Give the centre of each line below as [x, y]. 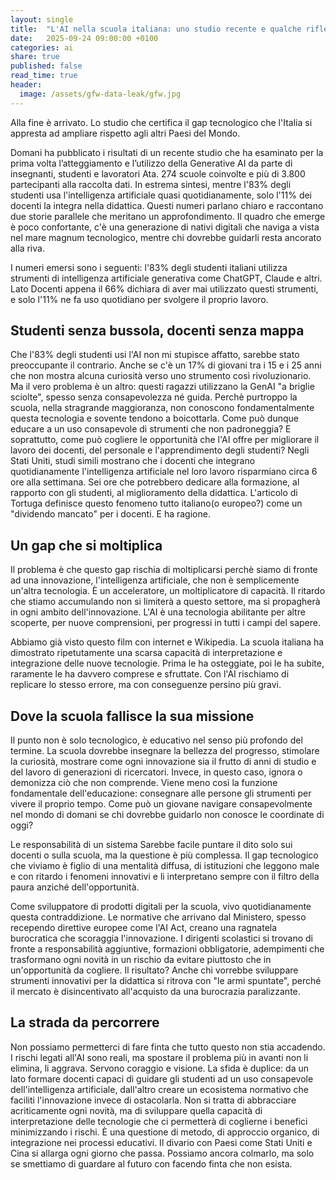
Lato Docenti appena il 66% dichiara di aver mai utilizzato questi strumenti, [164, 288]
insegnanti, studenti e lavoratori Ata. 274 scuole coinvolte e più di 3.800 [158, 173]
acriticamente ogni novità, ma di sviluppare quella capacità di [136, 1110]
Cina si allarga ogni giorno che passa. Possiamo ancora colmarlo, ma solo [162, 1153]
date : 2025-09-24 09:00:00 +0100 [84, 38]
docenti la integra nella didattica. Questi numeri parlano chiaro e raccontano [167, 205]
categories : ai [42, 47]
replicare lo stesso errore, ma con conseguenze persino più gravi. [146, 685]
